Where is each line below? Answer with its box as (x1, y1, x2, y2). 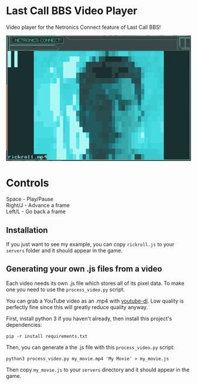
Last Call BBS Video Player (6, 4, 138, 18)
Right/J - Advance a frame (6, 202, 70, 209)
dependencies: (6, 321, 42, 328)
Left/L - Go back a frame (6, 208, 66, 215)
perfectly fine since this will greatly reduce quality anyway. (6, 303, 148, 310)
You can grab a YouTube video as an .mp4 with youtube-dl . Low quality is (6, 297, 184, 304)
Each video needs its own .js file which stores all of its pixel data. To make (6, 280, 185, 287)
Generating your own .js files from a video (6, 264, 162, 274)
